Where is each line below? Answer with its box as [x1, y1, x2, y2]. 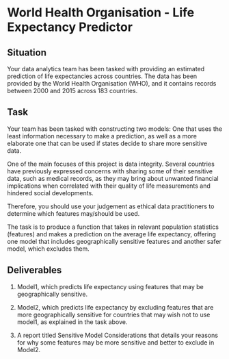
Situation [7, 47, 46, 58]
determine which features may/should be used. [7, 209, 140, 217]
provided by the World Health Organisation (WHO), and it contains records [7, 79, 217, 87]
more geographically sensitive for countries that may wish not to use [16, 310, 211, 319]
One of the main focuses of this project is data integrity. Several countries [7, 160, 215, 168]
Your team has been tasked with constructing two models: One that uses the [7, 125, 223, 133]
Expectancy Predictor [7, 19, 133, 35]
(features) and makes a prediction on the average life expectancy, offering [7, 230, 217, 238]
